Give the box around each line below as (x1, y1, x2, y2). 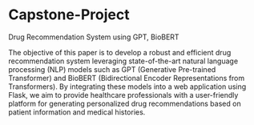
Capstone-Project (8, 6, 130, 24)
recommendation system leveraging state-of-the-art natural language (8, 56, 239, 66)
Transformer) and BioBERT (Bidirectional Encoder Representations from (8, 73, 245, 83)
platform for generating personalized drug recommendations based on (8, 99, 242, 108)
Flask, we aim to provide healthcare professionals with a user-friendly (8, 90, 239, 99)
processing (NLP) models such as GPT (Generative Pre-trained (8, 64, 216, 74)
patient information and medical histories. (8, 107, 146, 117)
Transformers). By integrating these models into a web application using (8, 82, 247, 91)
